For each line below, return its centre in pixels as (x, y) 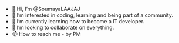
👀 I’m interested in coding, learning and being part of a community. (92, 15)
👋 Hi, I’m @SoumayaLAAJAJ (46, 9)
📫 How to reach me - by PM (46, 34)
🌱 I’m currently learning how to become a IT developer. (78, 21)
